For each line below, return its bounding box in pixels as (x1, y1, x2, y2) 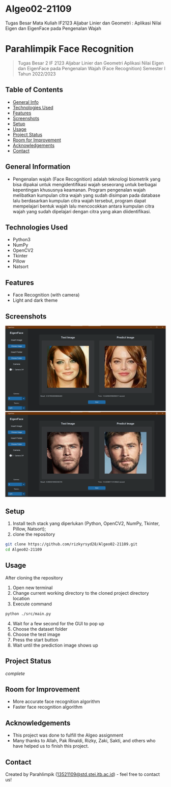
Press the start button (12, 636, 59, 643)
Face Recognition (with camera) (12, 292, 80, 298)
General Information (5, 162, 71, 171)
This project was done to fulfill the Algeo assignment (12, 732, 124, 738)
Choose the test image (12, 631, 61, 637)
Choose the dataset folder (12, 626, 68, 632)
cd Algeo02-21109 (5, 547, 42, 552)
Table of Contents (5, 85, 64, 94)
